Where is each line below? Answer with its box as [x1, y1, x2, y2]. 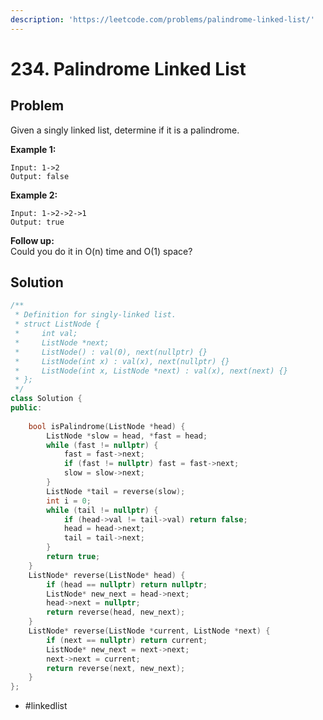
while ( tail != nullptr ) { [46, 505, 159, 515]
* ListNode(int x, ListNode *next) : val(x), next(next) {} [14, 366, 288, 376]
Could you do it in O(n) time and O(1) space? [10, 245, 193, 257]
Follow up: [10, 234, 55, 246]
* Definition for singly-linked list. [14, 310, 177, 320]
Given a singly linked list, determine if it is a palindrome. [10, 124, 240, 136]
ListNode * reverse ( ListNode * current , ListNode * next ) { [28, 626, 271, 636]
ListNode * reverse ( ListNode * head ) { [28, 570, 186, 580]
